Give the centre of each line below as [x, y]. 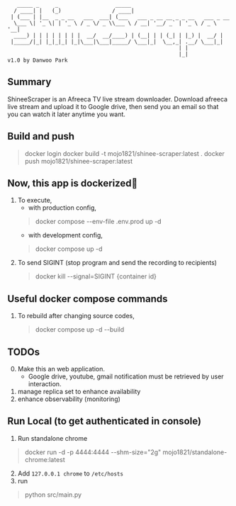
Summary [29, 82]
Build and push [41, 136]
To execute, [35, 201]
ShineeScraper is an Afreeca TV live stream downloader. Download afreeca [118, 99]
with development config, [65, 235]
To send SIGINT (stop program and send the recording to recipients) [117, 263]
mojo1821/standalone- [195, 452]
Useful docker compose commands [88, 299]
